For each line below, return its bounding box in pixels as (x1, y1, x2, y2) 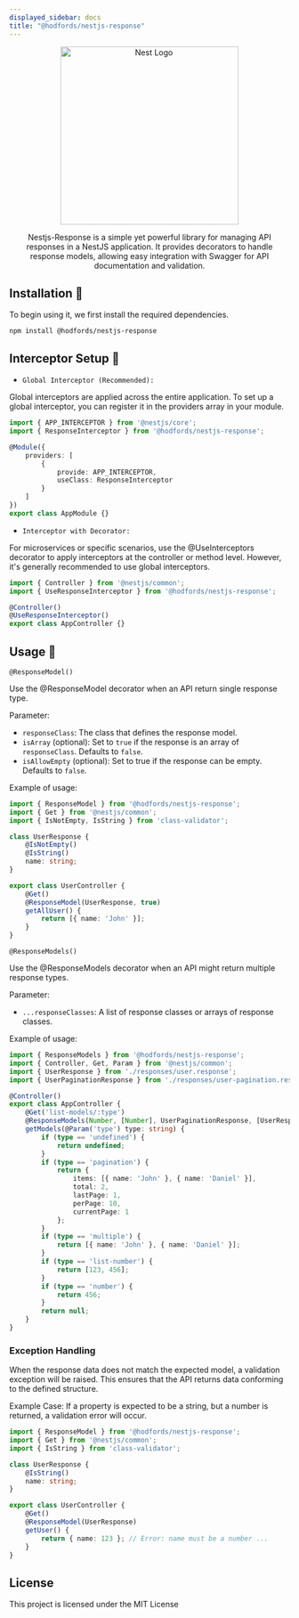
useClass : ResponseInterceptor (56, 476, 174, 485)
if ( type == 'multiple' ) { (41, 1232, 141, 1241)
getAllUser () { (25, 906, 82, 915)
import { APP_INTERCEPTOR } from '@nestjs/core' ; (9, 419, 198, 427)
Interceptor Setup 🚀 (9, 351, 120, 366)
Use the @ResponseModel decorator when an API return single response (9, 683, 278, 694)
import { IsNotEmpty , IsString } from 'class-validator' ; (9, 816, 229, 825)
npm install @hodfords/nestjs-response (9, 327, 158, 336)
